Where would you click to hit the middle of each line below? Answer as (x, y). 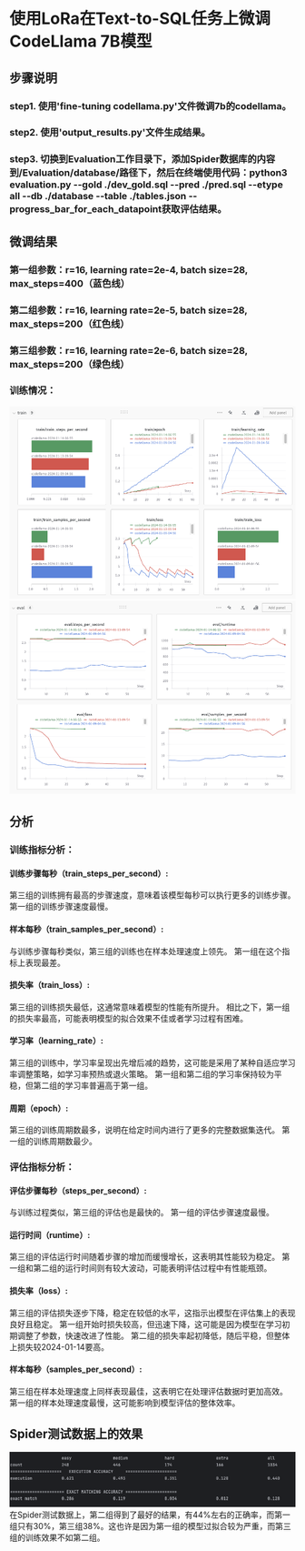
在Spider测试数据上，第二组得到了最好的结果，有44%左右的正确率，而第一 (150, 1515)
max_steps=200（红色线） (69, 324)
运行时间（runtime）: (50, 1234)
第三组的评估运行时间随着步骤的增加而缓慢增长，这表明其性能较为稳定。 (144, 1257)
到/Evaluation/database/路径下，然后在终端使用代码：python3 (148, 173)
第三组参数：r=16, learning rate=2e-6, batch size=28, (128, 350)
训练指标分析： (42, 850)
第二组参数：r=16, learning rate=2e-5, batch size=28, (128, 310)
